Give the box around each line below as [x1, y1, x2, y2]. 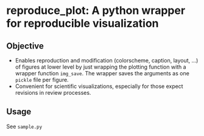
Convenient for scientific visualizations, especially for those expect [15, 83, 184, 90]
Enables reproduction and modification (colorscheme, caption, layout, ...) [15, 57, 199, 64]
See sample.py [6, 123, 43, 130]
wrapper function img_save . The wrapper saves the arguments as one [15, 70, 190, 76]
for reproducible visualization [6, 16, 160, 30]
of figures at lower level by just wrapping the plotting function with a [15, 63, 187, 70]
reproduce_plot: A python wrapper [6, 4, 186, 18]
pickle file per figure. [15, 76, 69, 83]
